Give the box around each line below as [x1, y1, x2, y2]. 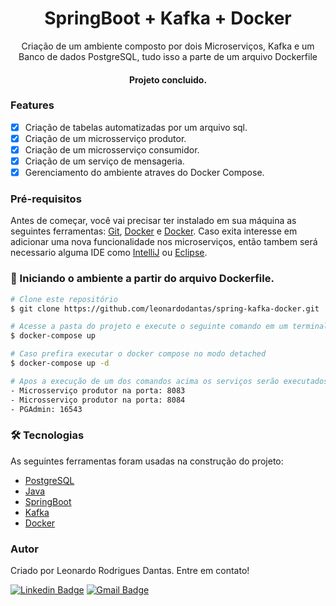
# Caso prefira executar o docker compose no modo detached [10, 349, 267, 359]
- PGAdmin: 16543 [10, 404, 83, 414]
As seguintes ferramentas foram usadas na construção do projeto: [10, 455, 284, 467]
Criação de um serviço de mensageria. [24, 155, 185, 167]
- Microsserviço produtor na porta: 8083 [10, 385, 186, 396]
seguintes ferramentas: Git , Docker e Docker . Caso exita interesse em [10, 225, 298, 237]
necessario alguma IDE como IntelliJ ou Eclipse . [10, 247, 208, 259]
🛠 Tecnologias [10, 428, 85, 442]
